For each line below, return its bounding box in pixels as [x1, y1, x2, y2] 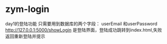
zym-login [5, 3, 50, 15]
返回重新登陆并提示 [5, 33, 46, 39]
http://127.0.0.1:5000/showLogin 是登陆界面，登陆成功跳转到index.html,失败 [5, 26, 162, 33]
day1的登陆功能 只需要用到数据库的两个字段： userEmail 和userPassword [5, 20, 158, 26]
